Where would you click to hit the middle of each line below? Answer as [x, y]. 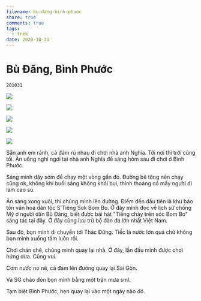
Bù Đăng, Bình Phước [60, 69]
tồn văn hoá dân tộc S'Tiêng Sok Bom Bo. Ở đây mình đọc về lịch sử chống [99, 207]
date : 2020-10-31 [28, 40]
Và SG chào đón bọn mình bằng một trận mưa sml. [68, 279]
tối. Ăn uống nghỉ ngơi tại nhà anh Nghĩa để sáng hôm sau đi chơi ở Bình [95, 159]
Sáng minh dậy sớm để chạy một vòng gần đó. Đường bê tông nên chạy [95, 177]
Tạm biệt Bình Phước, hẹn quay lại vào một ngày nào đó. [76, 291]
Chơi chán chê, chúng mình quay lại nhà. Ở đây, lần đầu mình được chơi [95, 250]
